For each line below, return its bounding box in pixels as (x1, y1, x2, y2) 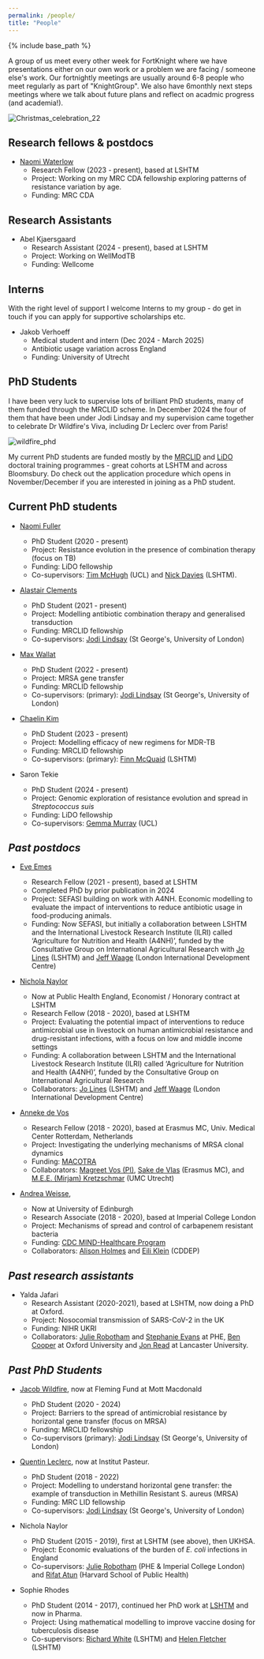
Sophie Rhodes (19, 1586, 69, 1594)
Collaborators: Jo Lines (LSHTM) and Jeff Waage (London (31, 1084, 221, 1094)
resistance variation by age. (31, 182, 122, 192)
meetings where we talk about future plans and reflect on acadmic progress (8, 89, 255, 99)
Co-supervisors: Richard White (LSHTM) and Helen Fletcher (31, 1635, 227, 1643)
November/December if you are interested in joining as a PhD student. (8, 477, 236, 487)
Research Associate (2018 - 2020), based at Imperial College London (31, 1213, 256, 1222)
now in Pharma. (31, 1609, 83, 1618)
